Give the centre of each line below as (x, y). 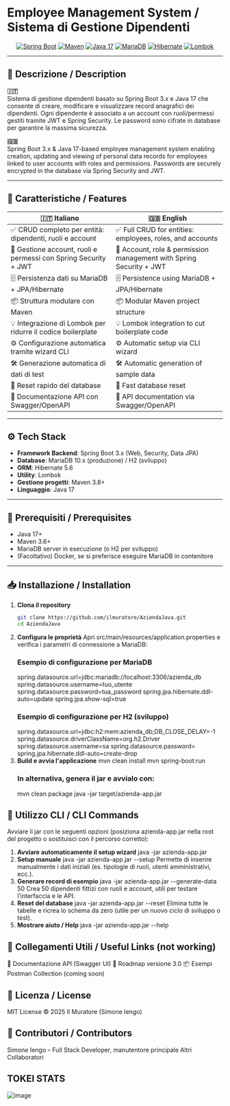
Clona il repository (44, 605)
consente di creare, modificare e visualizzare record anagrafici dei (101, 106)
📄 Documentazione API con (55, 396)
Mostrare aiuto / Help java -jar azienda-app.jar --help (93, 925)
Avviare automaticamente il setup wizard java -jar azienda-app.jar (112, 852)
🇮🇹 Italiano (60, 218)
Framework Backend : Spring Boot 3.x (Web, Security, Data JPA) (108, 453)
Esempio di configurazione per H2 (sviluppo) (93, 717)
